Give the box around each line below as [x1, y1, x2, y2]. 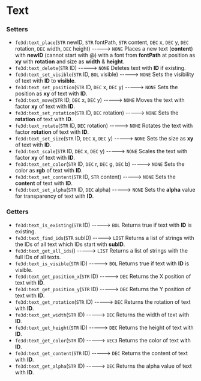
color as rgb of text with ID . [14, 167, 83, 174]
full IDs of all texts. [14, 253, 61, 260]
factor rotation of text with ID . [14, 128, 89, 136]
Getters [6, 207, 29, 216]
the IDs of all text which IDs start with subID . [14, 241, 125, 248]
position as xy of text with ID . [14, 90, 88, 97]
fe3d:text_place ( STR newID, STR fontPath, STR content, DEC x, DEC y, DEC [14, 39, 189, 46]
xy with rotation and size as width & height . [14, 58, 125, 65]
